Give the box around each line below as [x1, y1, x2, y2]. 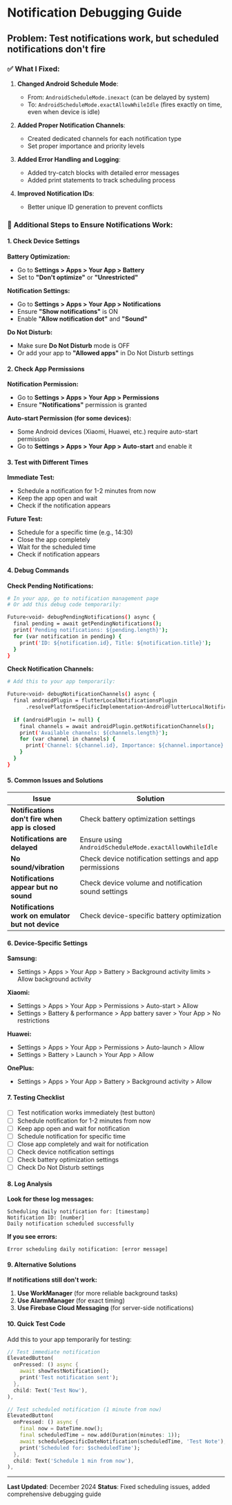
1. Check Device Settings [7, 237, 80, 245]
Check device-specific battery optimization [79, 911, 222, 921]
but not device [10, 919, 60, 929]
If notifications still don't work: [7, 1275, 98, 1284]
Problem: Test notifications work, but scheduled [7, 32, 220, 44]
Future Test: [7, 515, 43, 523]
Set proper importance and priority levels [27, 142, 145, 150]
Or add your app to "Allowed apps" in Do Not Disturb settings [17, 349, 194, 357]
